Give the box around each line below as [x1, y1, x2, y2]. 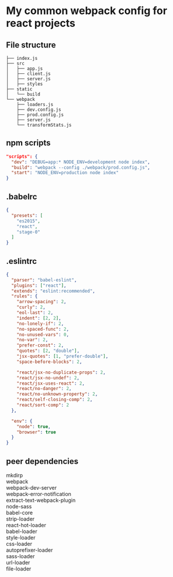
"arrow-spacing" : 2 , [16, 299, 67, 305]
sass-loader [6, 553, 35, 559]
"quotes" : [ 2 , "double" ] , [16, 348, 80, 354]
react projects [6, 16, 76, 30]
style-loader [6, 534, 36, 541]
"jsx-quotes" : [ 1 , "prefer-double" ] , [16, 354, 109, 359]
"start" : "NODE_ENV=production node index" [11, 170, 119, 176]
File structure [6, 40, 56, 50]
